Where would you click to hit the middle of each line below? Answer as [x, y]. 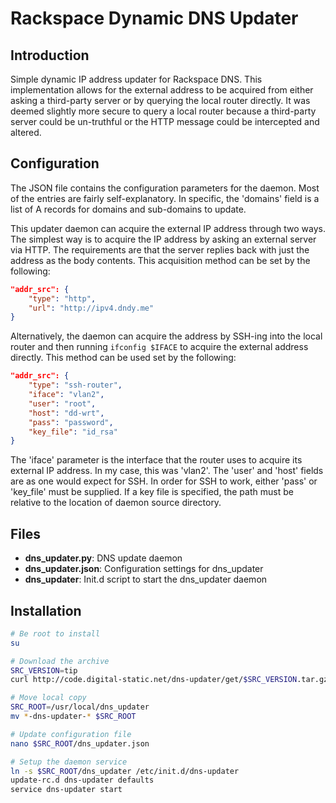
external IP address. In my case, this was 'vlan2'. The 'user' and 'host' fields [167, 471]
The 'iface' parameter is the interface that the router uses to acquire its [156, 460]
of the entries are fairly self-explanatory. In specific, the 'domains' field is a [165, 198]
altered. [26, 132]
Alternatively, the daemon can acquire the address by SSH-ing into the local [166, 336]
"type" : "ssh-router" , [75, 385]
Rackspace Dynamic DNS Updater [154, 18]
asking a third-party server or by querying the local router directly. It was [160, 100]
